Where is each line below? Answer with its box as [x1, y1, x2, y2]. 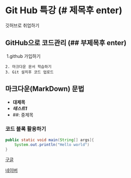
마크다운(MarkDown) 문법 [5, 85, 85, 93]
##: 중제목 [12, 112, 34, 118]
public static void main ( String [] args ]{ [5, 137, 94, 143]
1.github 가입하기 [6, 53, 41, 59]
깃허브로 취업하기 [5, 22, 40, 28]
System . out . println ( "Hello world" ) [14, 142, 90, 147]
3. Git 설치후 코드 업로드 [5, 69, 54, 75]
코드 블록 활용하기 [5, 125, 47, 132]
